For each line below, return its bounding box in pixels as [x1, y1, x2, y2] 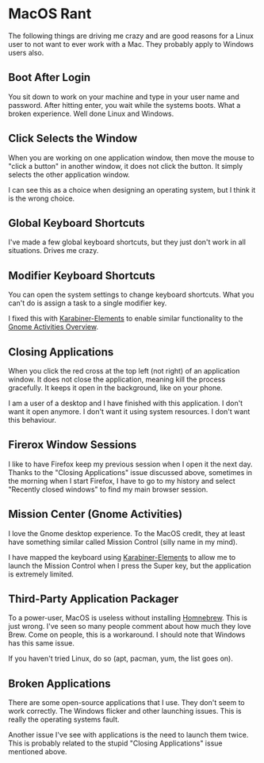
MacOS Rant [8, 5, 92, 23]
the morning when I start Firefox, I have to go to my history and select [8, 476, 235, 485]
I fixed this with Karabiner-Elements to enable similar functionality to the [8, 314, 243, 324]
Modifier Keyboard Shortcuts [8, 269, 156, 282]
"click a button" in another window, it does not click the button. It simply [8, 161, 243, 171]
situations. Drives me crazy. [8, 246, 99, 255]
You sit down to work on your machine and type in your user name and [8, 92, 239, 102]
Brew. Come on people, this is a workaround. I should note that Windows [8, 630, 246, 639]
